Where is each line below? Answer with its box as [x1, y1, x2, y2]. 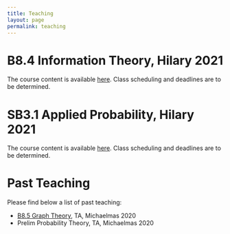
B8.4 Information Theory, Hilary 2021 [7, 52, 224, 68]
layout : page [7, 17, 45, 23]
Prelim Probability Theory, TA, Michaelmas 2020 [16, 219, 154, 227]
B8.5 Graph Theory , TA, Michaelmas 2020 [16, 211, 136, 220]
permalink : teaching [7, 23, 67, 30]
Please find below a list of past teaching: [7, 198, 122, 206]
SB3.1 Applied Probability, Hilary [7, 107, 194, 123]
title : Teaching [7, 10, 54, 17]
